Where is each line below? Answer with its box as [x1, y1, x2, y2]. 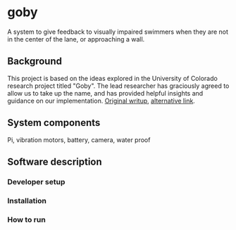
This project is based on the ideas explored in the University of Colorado [7, 74, 218, 82]
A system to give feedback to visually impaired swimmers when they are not [7, 27, 229, 36]
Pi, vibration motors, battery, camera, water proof [7, 135, 151, 144]
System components [7, 117, 101, 129]
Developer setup [7, 177, 66, 186]
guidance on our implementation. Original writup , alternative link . [7, 96, 195, 105]
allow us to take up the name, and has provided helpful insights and [7, 89, 204, 97]
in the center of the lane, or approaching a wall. [7, 34, 145, 43]
